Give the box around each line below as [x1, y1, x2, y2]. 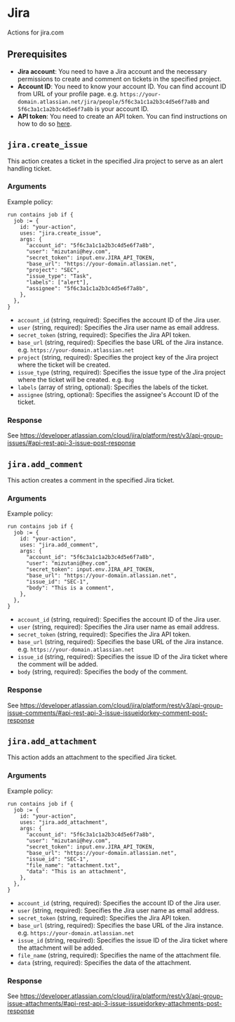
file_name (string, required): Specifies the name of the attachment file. [17, 950, 221, 959]
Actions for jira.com [7, 28, 65, 37]
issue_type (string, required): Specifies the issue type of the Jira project [17, 367, 226, 376]
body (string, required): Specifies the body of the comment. [17, 667, 188, 676]
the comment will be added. [17, 660, 98, 669]
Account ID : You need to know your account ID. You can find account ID [17, 82, 227, 91]
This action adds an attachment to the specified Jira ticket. [7, 753, 177, 761]
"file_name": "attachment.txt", [25, 862, 121, 869]
